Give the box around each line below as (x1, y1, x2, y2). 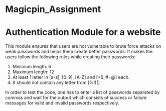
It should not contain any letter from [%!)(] (12, 79, 100, 86)
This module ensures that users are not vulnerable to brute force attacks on (5, 43, 161, 49)
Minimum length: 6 (12, 64, 52, 70)
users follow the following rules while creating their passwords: (5, 54, 136, 60)
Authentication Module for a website (5, 27, 161, 38)
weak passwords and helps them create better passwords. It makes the (5, 49, 153, 55)
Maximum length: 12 (12, 69, 54, 75)
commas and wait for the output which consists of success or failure (5, 94, 147, 101)
